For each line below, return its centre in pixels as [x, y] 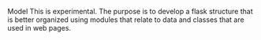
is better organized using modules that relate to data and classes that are [126, 20]
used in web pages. [39, 28]
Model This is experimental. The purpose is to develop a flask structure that [130, 11]
